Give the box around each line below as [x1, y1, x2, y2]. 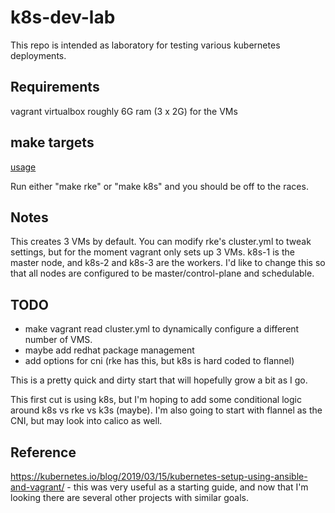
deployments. [10, 49, 67, 61]
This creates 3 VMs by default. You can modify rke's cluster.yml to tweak [10, 236, 312, 248]
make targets [10, 134, 95, 151]
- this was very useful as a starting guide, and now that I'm [66, 481, 309, 493]
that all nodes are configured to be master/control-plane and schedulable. [10, 267, 315, 280]
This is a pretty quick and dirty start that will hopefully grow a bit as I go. [10, 374, 308, 386]
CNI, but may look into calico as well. [10, 415, 163, 427]
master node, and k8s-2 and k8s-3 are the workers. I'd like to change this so [10, 257, 326, 269]
